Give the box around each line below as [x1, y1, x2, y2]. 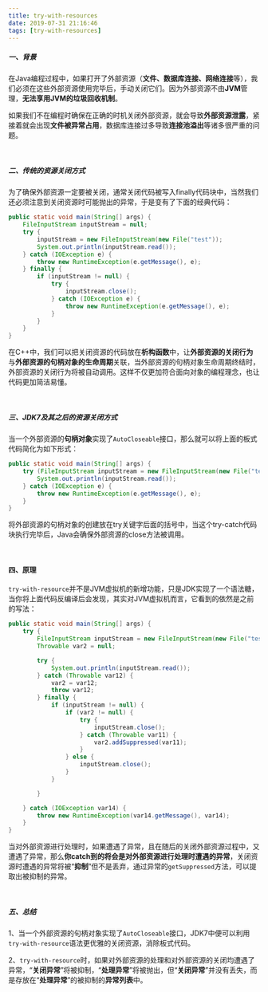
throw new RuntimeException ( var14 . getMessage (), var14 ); [37, 811, 230, 820]
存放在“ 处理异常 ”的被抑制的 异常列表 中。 [14, 975, 148, 985]
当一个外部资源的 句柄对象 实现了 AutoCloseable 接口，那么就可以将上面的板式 [8, 434, 258, 443]
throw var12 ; [50, 687, 94, 695]
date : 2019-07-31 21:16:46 [8, 19, 98, 27]
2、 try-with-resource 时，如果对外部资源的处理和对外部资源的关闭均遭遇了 [8, 955, 255, 965]
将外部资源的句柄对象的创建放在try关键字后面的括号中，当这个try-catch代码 [8, 520, 258, 529]
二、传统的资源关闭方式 [8, 165, 85, 175]
